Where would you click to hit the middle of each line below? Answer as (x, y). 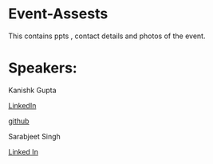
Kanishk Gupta (33, 90)
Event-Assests (58, 14)
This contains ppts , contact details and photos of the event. (107, 36)
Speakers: (43, 68)
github (19, 121)
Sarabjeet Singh (35, 136)
